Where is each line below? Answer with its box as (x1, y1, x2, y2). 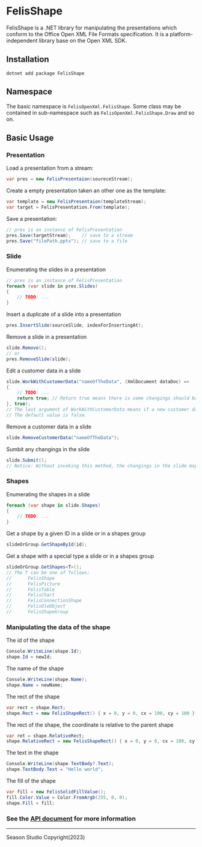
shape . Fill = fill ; (6, 800, 55, 806)
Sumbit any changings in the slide (6, 445, 90, 452)
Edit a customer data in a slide (6, 367, 81, 374)
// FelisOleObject (6, 603, 66, 609)
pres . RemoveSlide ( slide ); (6, 356, 71, 362)
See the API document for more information (6, 814, 136, 822)
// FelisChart (6, 592, 55, 598)
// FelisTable (6, 587, 55, 593)
